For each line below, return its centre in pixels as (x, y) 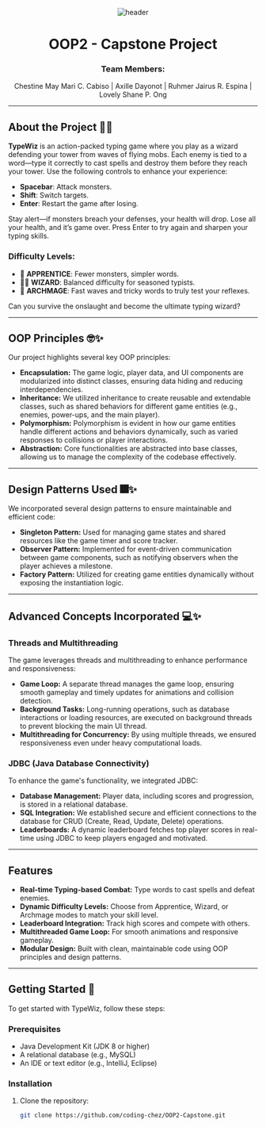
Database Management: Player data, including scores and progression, (137, 796)
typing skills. (29, 236)
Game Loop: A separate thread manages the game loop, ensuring (127, 684)
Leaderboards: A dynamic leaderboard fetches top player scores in (130, 830)
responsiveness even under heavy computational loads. (111, 742)
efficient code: (32, 517)
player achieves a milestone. (66, 566)
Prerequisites (34, 1029)
